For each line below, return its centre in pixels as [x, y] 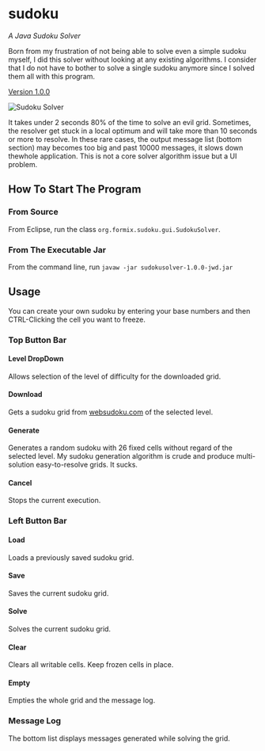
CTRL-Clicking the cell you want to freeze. [77, 319]
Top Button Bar [38, 340]
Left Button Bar [38, 521]
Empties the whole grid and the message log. [82, 700]
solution [21, 465]
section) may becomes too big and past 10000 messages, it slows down [126, 147]
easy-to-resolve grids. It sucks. [87, 465]
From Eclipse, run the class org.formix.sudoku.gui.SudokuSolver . [114, 229]
